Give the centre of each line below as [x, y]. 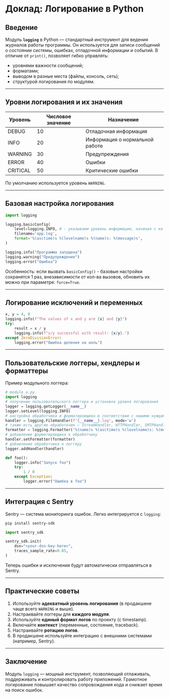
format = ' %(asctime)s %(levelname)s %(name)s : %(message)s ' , [78, 239]
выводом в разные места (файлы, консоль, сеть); [66, 76]
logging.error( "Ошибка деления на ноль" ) [58, 342]
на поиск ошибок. [24, 690]
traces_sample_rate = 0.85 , [41, 551]
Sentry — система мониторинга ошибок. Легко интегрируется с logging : [83, 514]
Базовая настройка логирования [60, 203]
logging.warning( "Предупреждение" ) [43, 257]
